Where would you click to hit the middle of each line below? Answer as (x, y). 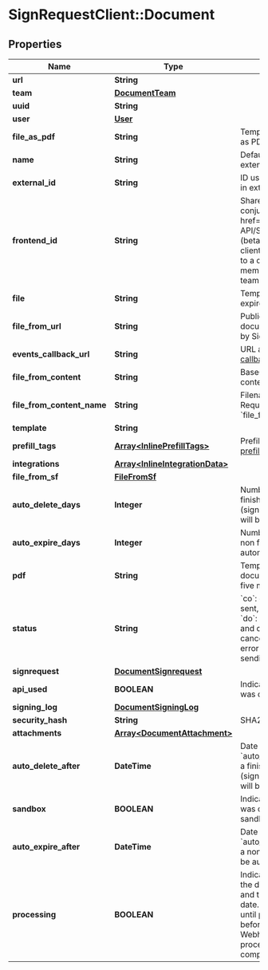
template (30, 428)
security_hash (40, 720)
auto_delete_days (47, 505)
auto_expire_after (46, 847)
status (25, 628)
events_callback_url (51, 354)
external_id (34, 183)
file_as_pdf (34, 137)
